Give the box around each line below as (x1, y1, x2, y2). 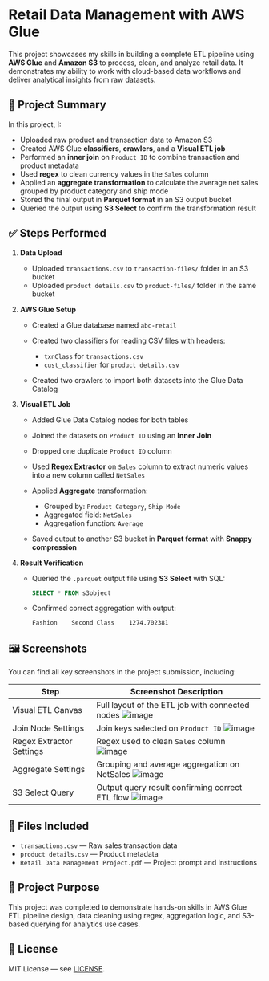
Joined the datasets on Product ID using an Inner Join (31, 430, 212, 440)
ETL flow (95, 792, 130, 804)
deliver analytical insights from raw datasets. (8, 75, 156, 84)
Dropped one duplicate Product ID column (31, 446, 172, 455)
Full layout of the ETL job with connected (95, 700, 250, 711)
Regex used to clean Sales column (95, 736, 226, 747)
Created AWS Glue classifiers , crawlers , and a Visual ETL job (19, 143, 226, 153)
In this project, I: (8, 119, 62, 129)
